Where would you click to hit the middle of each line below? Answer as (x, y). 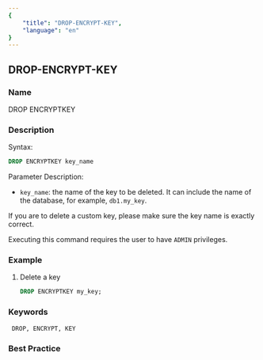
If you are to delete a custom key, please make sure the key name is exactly (131, 216)
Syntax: (21, 147)
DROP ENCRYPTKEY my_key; (61, 292)
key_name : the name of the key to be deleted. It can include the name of (135, 192)
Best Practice (34, 348)
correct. (21, 224)
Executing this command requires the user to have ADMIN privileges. (118, 240)
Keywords (28, 312)
